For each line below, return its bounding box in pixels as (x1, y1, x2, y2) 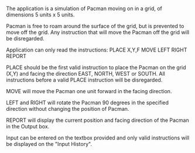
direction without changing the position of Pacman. (6, 106, 129, 112)
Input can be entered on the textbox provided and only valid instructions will (6, 134, 190, 141)
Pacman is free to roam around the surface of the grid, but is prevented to (6, 23, 184, 29)
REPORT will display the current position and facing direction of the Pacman (6, 117, 189, 124)
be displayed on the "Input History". (6, 141, 93, 147)
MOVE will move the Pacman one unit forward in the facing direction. (6, 88, 172, 94)
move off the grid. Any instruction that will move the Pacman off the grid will (6, 29, 190, 36)
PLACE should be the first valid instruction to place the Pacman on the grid (6, 64, 186, 71)
